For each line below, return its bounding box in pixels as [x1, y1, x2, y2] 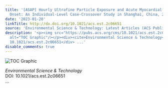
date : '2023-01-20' [5, 16, 46, 21]
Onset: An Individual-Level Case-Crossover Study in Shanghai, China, [9, 12, 160, 17]
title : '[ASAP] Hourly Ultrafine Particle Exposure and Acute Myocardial [5, 7, 162, 12]
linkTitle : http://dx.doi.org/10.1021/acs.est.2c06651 [5, 21, 122, 26]
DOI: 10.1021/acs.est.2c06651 [5, 73, 65, 79]
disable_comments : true [5, 44, 55, 49]
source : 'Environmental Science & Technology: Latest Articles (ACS [5, 26, 151, 31]
